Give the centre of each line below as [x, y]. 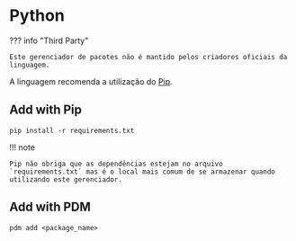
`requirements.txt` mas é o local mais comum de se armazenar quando [143, 172]
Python [37, 16]
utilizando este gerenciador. [66, 179]
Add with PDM [50, 207]
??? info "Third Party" [49, 40]
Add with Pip [46, 110]
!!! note [22, 147]
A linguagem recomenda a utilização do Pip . [91, 81]
